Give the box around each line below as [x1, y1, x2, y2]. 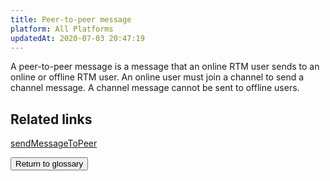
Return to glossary [15, 159, 84, 170]
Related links [10, 111, 93, 128]
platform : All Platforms [10, 24, 114, 34]
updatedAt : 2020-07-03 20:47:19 [10, 33, 145, 43]
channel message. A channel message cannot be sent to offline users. [10, 82, 300, 94]
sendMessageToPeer [10, 137, 98, 150]
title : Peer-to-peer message [10, 14, 132, 25]
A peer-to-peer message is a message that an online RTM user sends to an [10, 61, 320, 73]
